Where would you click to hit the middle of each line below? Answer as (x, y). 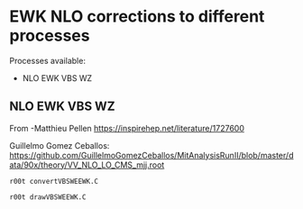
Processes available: (47, 60)
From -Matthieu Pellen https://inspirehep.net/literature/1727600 (127, 128)
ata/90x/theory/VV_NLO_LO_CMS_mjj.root (87, 165)
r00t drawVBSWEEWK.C (48, 197)
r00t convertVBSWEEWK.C (54, 181)
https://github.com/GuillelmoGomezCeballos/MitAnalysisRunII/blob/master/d (151, 155)
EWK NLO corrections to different (137, 17)
